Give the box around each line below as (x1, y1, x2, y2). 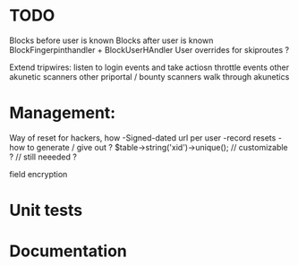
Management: (9, 103, 116, 124)
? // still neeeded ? (9, 151, 78, 162)
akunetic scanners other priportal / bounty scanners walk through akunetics (9, 71, 290, 82)
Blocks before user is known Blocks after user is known (9, 35, 214, 46)
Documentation (9, 241, 128, 262)
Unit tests (9, 201, 83, 220)
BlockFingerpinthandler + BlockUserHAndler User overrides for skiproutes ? (9, 44, 289, 55)
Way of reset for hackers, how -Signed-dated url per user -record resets (9, 132, 277, 143)
